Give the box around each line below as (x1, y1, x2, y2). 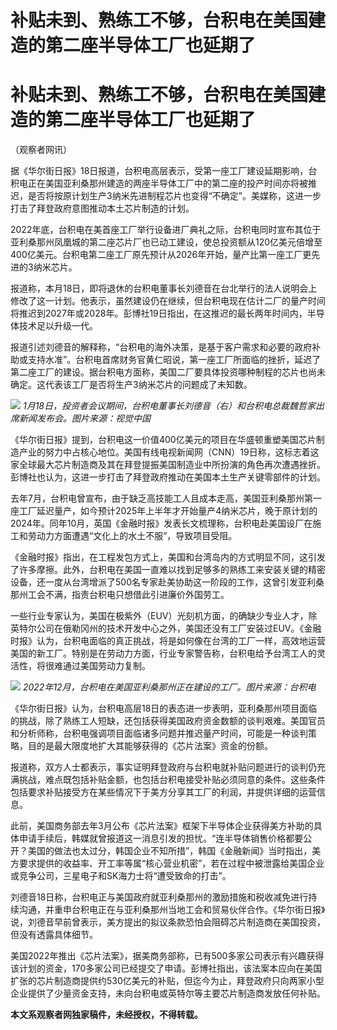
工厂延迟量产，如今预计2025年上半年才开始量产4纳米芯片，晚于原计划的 (18, 505, 318, 517)
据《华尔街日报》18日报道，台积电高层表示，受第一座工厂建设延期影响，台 (10, 165, 318, 177)
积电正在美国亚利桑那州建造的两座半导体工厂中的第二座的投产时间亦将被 (10, 177, 308, 190)
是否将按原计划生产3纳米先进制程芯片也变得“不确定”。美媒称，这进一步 (27, 190, 322, 202)
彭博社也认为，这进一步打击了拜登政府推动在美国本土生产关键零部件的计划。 (10, 471, 326, 483)
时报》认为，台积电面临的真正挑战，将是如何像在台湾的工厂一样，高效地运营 (10, 635, 326, 647)
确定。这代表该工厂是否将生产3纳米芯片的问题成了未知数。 (10, 379, 253, 391)
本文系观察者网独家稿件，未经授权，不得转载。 (10, 1009, 203, 1021)
